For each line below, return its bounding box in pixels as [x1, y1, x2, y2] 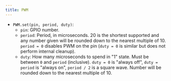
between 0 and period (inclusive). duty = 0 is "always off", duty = [20, 59, 158, 65]
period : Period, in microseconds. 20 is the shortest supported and [20, 32, 159, 38]
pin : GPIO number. [20, 26, 60, 33]
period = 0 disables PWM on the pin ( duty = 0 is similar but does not [20, 43, 166, 49]
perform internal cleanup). [20, 48, 76, 54]
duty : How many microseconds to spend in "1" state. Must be [20, 54, 149, 60]
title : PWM [5, 7, 29, 13]
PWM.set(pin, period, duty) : [12, 21, 74, 27]
